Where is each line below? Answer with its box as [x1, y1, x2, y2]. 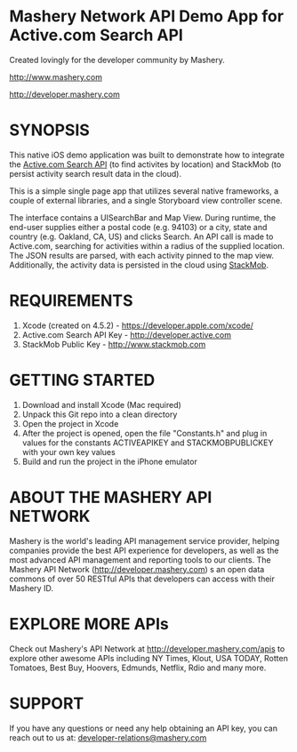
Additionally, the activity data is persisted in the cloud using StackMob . [9, 260, 269, 270]
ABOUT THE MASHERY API [9, 487, 213, 508]
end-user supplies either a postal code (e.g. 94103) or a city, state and [9, 221, 268, 232]
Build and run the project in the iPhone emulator [21, 456, 197, 467]
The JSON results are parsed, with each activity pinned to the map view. [9, 250, 274, 260]
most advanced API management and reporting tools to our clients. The [9, 554, 271, 565]
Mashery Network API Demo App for [9, 6, 285, 27]
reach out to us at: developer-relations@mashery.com [9, 732, 207, 743]
